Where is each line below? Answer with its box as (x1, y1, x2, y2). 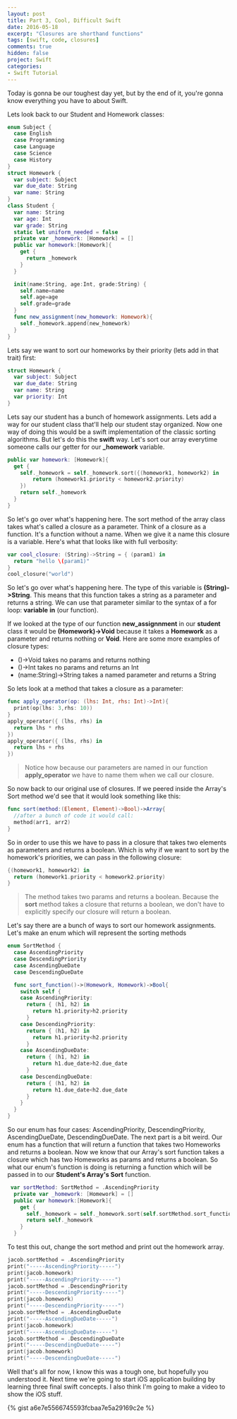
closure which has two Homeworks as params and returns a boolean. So (7, 1155, 219, 1164)
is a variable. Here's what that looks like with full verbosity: (7, 537, 178, 545)
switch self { (20, 988, 61, 995)
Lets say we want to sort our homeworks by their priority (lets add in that (7, 346, 219, 354)
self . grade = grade (20, 301, 71, 308)
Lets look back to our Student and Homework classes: (7, 110, 164, 119)
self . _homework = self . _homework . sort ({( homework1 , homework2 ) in (20, 469, 219, 476)
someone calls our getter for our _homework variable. (7, 442, 165, 451)
